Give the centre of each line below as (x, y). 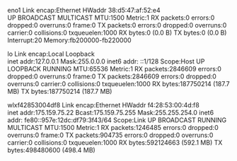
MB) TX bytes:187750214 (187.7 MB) (60, 91)
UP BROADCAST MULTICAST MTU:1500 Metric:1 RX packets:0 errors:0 (111, 18)
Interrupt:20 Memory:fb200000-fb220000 (70, 40)
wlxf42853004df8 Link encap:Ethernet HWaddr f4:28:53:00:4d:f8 (103, 105)
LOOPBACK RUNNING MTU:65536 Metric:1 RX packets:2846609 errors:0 (114, 69)
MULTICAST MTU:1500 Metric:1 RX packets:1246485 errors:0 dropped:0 (113, 127)
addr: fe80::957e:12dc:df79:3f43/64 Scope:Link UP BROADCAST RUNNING (117, 120)
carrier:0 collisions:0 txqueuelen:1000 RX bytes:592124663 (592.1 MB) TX (115, 143)
